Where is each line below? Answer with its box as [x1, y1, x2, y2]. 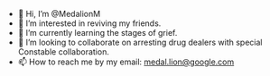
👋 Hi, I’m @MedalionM [17, 9, 101, 19]
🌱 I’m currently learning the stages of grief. [17, 28, 178, 38]
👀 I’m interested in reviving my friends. [17, 18, 162, 29]
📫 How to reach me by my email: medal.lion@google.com [17, 56, 235, 67]
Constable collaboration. [17, 46, 110, 57]
